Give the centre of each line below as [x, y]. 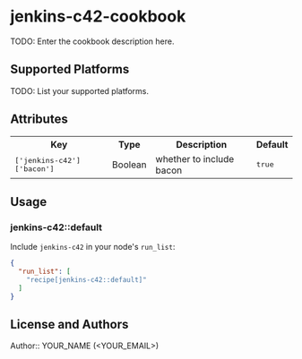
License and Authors [69, 325]
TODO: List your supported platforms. [80, 90]
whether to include [195, 158]
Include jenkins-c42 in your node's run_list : [93, 247]
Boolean [129, 165]
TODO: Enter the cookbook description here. [92, 41]
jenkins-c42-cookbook [98, 17]
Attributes [39, 120]
